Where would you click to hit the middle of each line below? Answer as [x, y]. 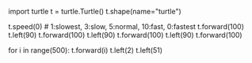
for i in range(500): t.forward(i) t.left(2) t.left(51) [86, 50]
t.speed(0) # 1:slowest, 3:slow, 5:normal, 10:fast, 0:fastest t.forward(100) [126, 26]
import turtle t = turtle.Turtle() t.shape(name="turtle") [95, 11]
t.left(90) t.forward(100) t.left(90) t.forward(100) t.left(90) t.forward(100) [126, 35]
